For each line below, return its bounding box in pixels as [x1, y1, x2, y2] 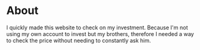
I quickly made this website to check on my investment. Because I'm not [6, 24, 188, 31]
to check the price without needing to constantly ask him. [6, 37, 151, 44]
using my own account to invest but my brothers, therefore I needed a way [6, 30, 194, 37]
